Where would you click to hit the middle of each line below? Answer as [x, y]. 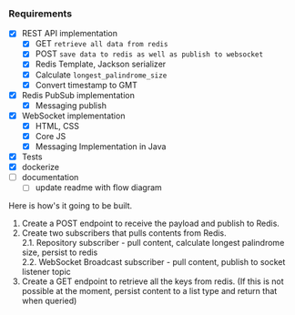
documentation [50, 178]
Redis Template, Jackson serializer [101, 64]
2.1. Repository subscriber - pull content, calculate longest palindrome [153, 243]
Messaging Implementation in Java [101, 146]
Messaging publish [71, 105]
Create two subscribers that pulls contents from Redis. [124, 233]
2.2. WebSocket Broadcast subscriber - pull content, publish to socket [153, 262]
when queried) [49, 301]
